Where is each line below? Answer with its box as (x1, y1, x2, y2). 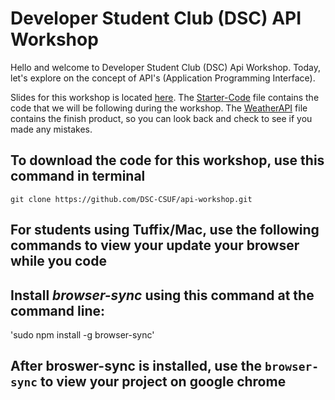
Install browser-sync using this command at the (10, 287, 315, 304)
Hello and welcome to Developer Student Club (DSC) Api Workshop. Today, (10, 61, 321, 73)
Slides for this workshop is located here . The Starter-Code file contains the (10, 91, 320, 103)
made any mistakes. (10, 123, 93, 135)
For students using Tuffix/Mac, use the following (10, 222, 320, 239)
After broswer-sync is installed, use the (10, 358, 262, 375)
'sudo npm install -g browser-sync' (10, 328, 155, 341)
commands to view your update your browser (10, 237, 300, 254)
